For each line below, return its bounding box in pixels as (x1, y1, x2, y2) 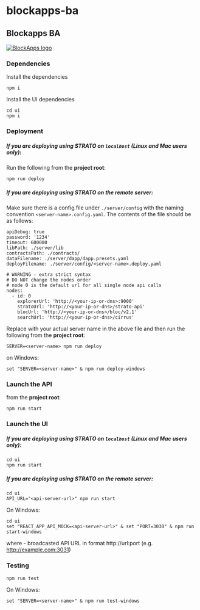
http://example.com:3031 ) (6, 546, 71, 553)
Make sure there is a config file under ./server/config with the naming (6, 204, 184, 211)
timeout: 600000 (6, 239, 47, 246)
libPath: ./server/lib (6, 245, 64, 251)
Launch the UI (6, 419, 49, 428)
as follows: (6, 217, 33, 225)
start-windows (6, 529, 43, 535)
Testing (6, 561, 29, 570)
